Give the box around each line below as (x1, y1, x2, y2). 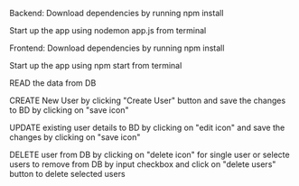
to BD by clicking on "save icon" (9, 105, 129, 116)
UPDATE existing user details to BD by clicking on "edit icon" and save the (9, 122, 285, 133)
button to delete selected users (9, 169, 126, 179)
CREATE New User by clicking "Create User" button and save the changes (9, 95, 286, 106)
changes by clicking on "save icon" (9, 132, 141, 143)
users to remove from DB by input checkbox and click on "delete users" (9, 159, 276, 170)
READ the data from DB (9, 78, 97, 88)
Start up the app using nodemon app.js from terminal (9, 25, 207, 35)
